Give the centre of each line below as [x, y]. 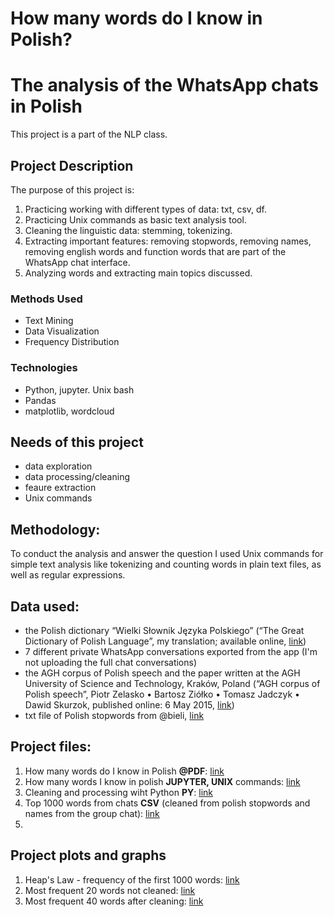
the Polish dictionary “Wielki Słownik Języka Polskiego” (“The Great [164, 630]
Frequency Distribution [72, 342]
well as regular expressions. [68, 575]
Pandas [40, 400]
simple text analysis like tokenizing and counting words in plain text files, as [166, 564]
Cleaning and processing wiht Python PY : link [118, 792]
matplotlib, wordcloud [69, 411]
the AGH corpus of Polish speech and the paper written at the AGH [162, 673]
